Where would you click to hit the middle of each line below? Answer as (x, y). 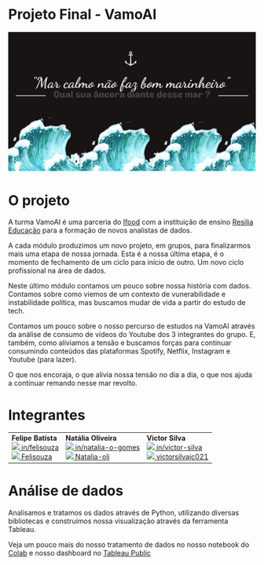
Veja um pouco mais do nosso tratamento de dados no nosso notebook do (129, 545)
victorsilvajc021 (182, 457)
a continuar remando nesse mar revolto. (73, 383)
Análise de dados (66, 491)
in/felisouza (40, 448)
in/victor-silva (179, 448)
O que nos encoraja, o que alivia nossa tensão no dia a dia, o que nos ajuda (130, 375)
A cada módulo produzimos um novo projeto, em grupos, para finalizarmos (130, 246)
